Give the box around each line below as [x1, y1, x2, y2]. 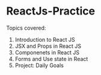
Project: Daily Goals [14, 62, 64, 69]
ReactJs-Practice [6, 4, 96, 18]
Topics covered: [6, 24, 46, 31]
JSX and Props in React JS [14, 42, 82, 50]
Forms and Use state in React [14, 55, 88, 62]
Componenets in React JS [14, 48, 80, 56]
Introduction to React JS [14, 36, 75, 43]
